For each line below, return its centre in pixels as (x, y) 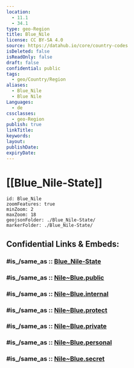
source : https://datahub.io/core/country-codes (67, 46)
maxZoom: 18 (21, 215)
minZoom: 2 (20, 210)
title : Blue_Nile (28, 35)
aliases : (17, 85)
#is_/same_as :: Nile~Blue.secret (56, 359)
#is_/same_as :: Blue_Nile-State (54, 261)
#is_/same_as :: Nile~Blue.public (55, 278)
